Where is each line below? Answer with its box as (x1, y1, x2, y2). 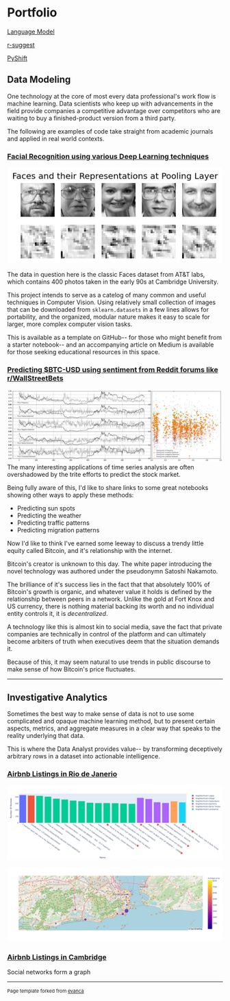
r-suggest (7, 40, 36, 49)
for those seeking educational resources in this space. (7, 347, 160, 356)
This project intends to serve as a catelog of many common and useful (7, 291, 207, 299)
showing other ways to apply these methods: (7, 491, 134, 499)
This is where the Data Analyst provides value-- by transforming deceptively (7, 745, 222, 753)
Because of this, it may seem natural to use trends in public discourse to (7, 658, 211, 666)
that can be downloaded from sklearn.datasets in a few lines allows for (7, 305, 209, 313)
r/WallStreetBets (7, 373, 64, 383)
